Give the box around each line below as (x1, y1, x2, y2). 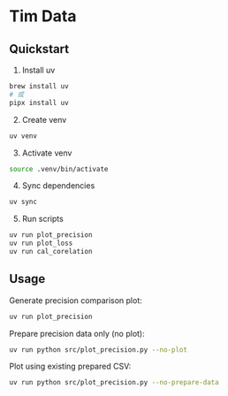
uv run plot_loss (9, 239, 73, 248)
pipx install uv (9, 98, 69, 107)
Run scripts (21, 214, 64, 225)
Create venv (21, 114, 67, 125)
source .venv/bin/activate (9, 164, 109, 173)
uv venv (9, 131, 38, 141)
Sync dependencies (21, 180, 95, 191)
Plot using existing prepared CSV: (9, 361, 132, 372)
